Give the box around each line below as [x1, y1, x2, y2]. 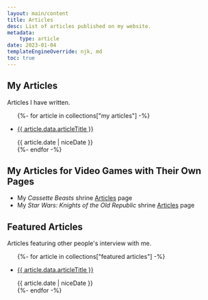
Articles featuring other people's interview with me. [7, 239, 152, 247]
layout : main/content [7, 10, 69, 17]
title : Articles [7, 16, 53, 23]
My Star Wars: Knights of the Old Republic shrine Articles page [16, 201, 195, 210]
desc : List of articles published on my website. [7, 23, 152, 29]
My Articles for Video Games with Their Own [7, 165, 202, 177]
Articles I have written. [7, 98, 70, 106]
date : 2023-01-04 [7, 42, 57, 49]
